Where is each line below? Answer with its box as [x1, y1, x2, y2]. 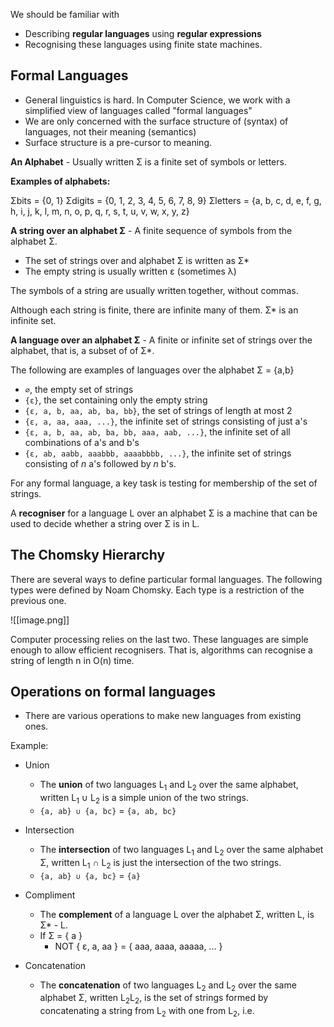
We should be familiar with [10, 9, 120, 20]
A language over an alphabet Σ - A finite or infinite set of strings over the [10, 334, 313, 346]
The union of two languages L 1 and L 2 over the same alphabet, [39, 779, 299, 793]
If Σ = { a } [39, 929, 83, 941]
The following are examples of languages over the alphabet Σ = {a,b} [10, 364, 295, 376]
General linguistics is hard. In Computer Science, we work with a [24, 94, 291, 106]
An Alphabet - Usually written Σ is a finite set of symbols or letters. [10, 155, 287, 168]
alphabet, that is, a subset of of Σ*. [10, 344, 155, 356]
